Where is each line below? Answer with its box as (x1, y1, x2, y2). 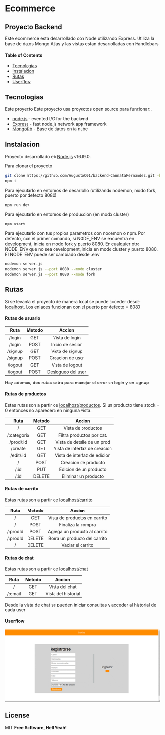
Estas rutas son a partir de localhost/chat (5, 566, 88, 572)
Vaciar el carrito (61, 542, 94, 548)
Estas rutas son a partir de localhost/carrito (5, 497, 93, 503)
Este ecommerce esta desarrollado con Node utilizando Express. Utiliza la (5, 35, 155, 41)
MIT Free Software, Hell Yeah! (5, 724, 67, 730)
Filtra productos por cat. (58, 432, 107, 438)
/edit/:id (10, 452, 26, 458)
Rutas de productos (5, 391, 46, 397)
